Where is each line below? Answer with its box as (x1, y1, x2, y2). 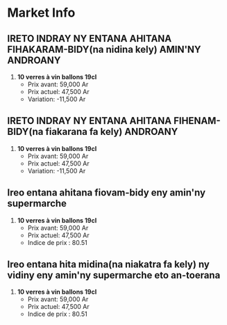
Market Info (7, 5, 76, 21)
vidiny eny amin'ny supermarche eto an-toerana (7, 269, 221, 281)
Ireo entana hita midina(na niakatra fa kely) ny (7, 259, 210, 271)
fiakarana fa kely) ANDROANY (44, 126, 178, 138)
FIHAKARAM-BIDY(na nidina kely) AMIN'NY (7, 43, 201, 55)
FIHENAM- (173, 115, 221, 127)
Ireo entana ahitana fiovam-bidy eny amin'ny (7, 187, 206, 199)
